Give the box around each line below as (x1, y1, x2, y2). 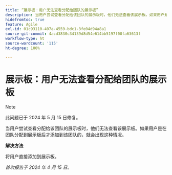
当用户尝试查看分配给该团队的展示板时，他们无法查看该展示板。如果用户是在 (5, 125, 167, 131)
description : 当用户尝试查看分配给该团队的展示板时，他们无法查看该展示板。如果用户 (5, 12, 165, 17)
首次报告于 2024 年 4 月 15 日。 (5, 164, 72, 170)
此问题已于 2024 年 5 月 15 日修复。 (5, 114, 81, 120)
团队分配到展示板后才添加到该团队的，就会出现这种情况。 (5, 132, 126, 138)
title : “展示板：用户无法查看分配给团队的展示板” (5, 7, 99, 13)
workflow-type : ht (5, 36, 45, 41)
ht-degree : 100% (5, 46, 40, 51)
